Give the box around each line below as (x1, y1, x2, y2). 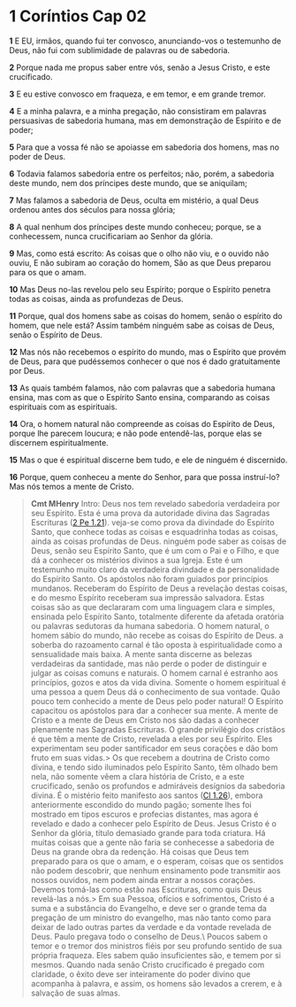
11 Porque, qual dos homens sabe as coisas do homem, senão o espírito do (9, 310, 283, 321)
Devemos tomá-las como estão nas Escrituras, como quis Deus (30, 884, 262, 895)
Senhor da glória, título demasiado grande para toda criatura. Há (30, 827, 266, 838)
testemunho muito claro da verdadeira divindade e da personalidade (30, 564, 280, 575)
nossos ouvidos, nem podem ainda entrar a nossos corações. (30, 874, 256, 885)
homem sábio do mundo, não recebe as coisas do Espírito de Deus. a (30, 630, 285, 640)
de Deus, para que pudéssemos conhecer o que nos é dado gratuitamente (9, 356, 281, 367)
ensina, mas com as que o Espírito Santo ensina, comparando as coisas (9, 391, 270, 402)
